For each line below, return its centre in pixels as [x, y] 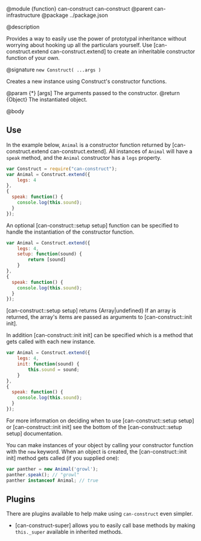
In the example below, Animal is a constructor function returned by [88, 145]
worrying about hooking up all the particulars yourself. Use [79, 45]
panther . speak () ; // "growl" [43, 474]
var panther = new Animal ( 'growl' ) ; [52, 469]
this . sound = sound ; [54, 369]
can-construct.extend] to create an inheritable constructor [123, 51]
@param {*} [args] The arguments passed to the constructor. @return [93, 93]
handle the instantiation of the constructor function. [70, 232]
